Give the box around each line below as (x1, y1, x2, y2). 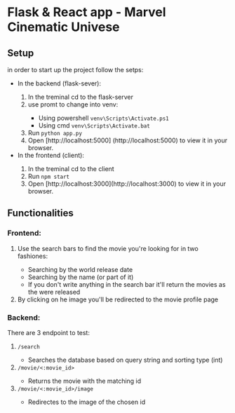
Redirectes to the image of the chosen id (27, 398, 146, 406)
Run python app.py (27, 129, 83, 137)
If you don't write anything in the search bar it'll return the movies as (27, 280, 226, 288)
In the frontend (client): (17, 151, 84, 159)
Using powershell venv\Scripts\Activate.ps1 (38, 114, 170, 122)
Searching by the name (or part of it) (27, 273, 134, 281)
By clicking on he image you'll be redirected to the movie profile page (17, 295, 219, 304)
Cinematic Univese (7, 19, 121, 35)
